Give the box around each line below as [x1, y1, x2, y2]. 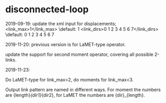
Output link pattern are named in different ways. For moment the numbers [5, 86, 161, 93]
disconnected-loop [5, 4, 89, 15]
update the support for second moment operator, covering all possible [5, 51, 154, 57]
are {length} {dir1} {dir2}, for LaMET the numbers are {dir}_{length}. [5, 92, 145, 98]
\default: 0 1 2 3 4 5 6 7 [5, 31, 55, 37]
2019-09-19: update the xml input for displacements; [5, 20, 117, 27]
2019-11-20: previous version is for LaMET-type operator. [5, 41, 126, 47]
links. [5, 56, 17, 63]
